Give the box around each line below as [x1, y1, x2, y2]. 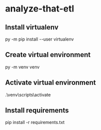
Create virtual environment [5, 50, 91, 59]
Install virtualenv [5, 23, 59, 31]
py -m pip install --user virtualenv [5, 36, 74, 42]
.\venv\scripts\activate [5, 91, 51, 97]
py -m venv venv [5, 63, 40, 70]
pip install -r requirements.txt [5, 119, 65, 125]
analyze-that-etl [5, 3, 75, 14]
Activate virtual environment [5, 78, 96, 87]
